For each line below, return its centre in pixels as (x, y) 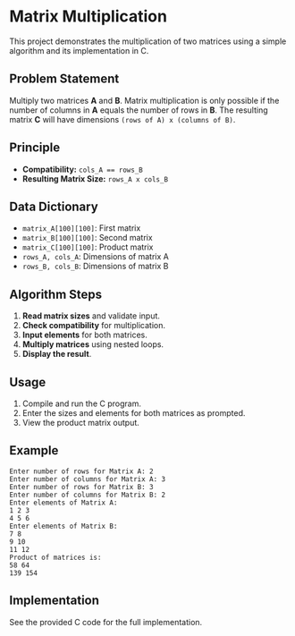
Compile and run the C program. (81, 403)
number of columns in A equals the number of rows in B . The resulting (139, 110)
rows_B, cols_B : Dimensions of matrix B (95, 267)
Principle (35, 148)
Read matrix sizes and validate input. (91, 316)
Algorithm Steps (56, 294)
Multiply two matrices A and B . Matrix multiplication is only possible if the (144, 100)
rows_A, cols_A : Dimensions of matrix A (96, 257)
